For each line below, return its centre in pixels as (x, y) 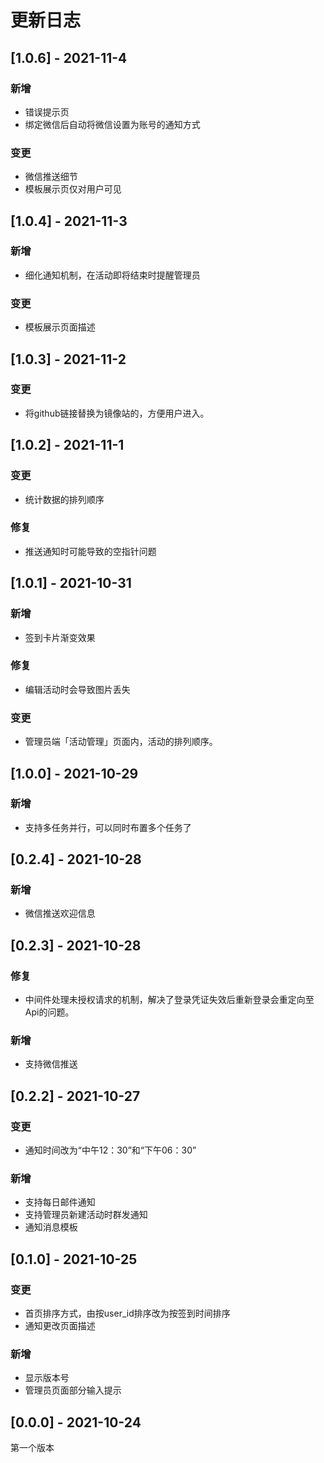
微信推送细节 (51, 177)
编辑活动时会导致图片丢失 (77, 689)
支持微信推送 (51, 1064)
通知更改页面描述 (60, 1326)
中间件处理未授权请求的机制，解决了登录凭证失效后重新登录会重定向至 (169, 1000)
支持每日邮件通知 (60, 1202)
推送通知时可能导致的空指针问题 (90, 551)
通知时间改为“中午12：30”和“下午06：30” (110, 1150)
